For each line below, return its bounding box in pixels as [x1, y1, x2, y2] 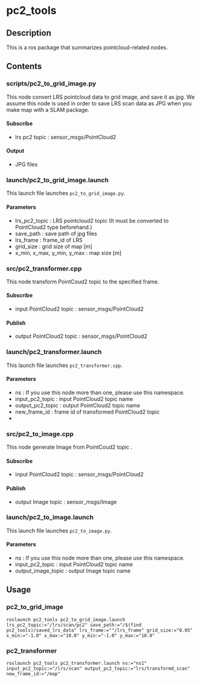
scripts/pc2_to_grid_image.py [6, 79, 97, 88]
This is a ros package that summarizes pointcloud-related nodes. [6, 44, 168, 51]
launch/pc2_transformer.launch [6, 348, 102, 356]
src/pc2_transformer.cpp [6, 264, 82, 272]
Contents [6, 61, 42, 71]
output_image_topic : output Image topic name [14, 567, 131, 574]
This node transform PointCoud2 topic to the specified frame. [6, 278, 160, 285]
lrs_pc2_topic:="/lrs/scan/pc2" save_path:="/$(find [6, 622, 142, 628]
